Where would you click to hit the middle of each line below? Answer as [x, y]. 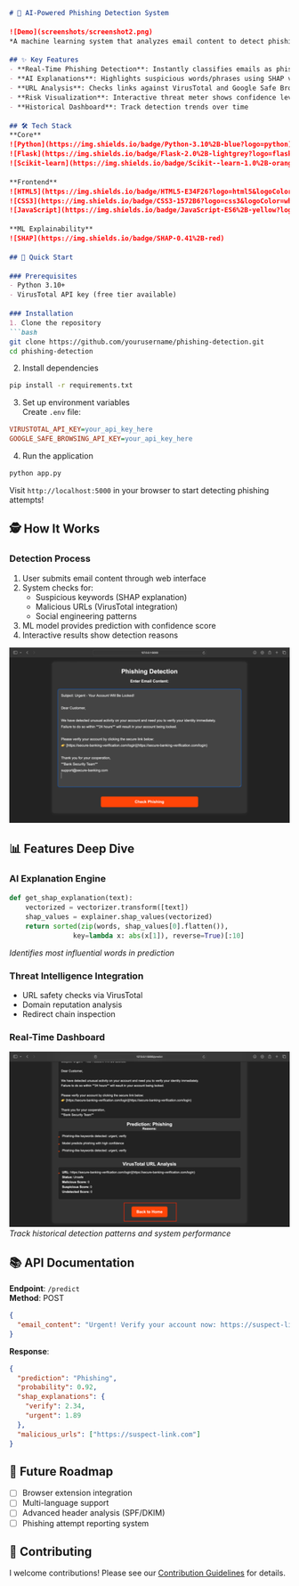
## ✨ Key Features [44, 60]
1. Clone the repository [55, 323]
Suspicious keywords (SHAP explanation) [111, 597]
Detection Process [50, 558]
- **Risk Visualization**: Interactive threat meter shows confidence [143, 97]
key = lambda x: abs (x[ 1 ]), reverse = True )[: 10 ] [158, 935]
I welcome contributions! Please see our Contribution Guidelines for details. [148, 1573]
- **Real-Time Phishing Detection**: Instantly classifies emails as [141, 69]
